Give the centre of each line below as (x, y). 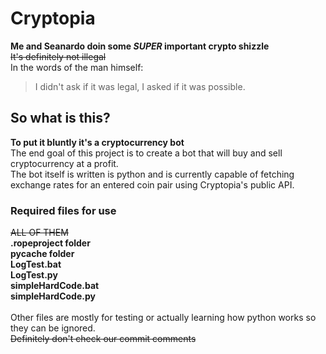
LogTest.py (34, 275)
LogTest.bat (36, 264)
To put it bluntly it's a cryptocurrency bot (97, 142)
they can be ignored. (53, 328)
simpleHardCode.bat (55, 286)
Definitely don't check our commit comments (103, 339)
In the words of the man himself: (77, 67)
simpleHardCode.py (53, 296)
